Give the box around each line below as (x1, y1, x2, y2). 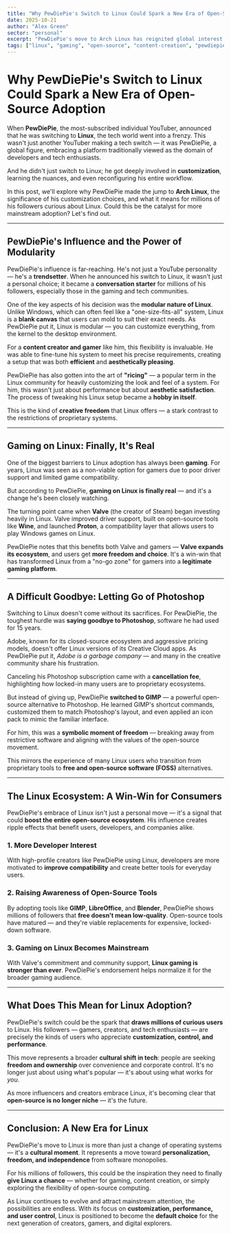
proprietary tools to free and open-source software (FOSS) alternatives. (7, 764, 213, 773)
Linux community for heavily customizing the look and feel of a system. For (7, 378, 220, 386)
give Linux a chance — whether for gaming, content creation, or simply (7, 1176, 210, 1184)
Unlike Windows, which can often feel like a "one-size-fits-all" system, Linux (7, 308, 224, 316)
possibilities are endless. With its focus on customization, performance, (7, 1204, 213, 1213)
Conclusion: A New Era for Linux (7, 1122, 149, 1135)
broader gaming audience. (7, 973, 82, 982)
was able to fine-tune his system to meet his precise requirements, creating (7, 350, 221, 359)
